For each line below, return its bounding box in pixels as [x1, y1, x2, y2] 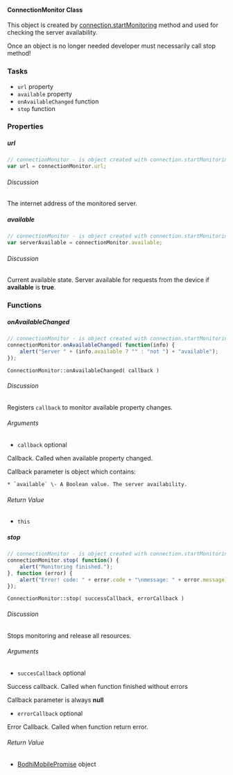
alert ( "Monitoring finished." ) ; [19, 563, 113, 570]
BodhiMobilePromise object [17, 760, 96, 769]
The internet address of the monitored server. [7, 199, 137, 208]
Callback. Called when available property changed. [7, 454, 153, 462]
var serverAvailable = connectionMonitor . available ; [7, 240, 163, 247]
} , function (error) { [7, 569, 73, 576]
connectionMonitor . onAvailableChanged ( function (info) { [7, 342, 175, 349]
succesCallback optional [17, 669, 86, 677]
